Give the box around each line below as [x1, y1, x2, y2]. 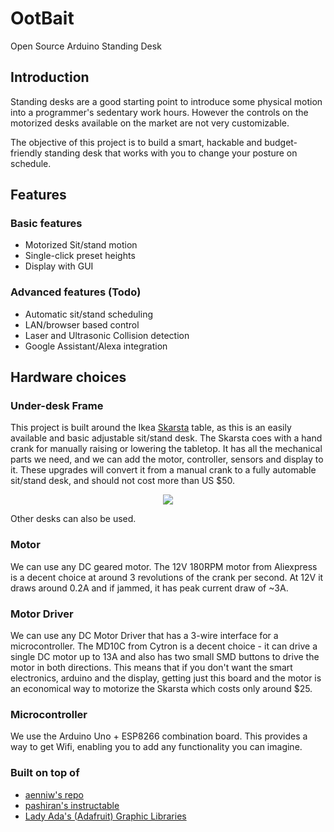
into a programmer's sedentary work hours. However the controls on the [10, 106, 309, 118]
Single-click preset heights [24, 250, 136, 262]
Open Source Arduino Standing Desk [10, 40, 162, 52]
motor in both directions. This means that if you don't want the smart [10, 662, 293, 674]
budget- [264, 136, 298, 148]
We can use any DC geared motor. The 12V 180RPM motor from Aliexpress [10, 560, 318, 572]
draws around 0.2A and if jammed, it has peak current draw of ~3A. [10, 582, 289, 594]
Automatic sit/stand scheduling [24, 308, 154, 320]
